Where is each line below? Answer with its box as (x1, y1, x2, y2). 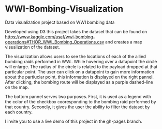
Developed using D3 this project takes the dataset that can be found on (5, 29, 147, 34)
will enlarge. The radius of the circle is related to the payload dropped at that (5, 64, 158, 70)
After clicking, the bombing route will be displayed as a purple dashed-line (5, 79, 153, 85)
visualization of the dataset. (5, 44, 60, 50)
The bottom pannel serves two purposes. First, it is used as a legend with (5, 93, 151, 100)
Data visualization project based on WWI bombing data (5, 19, 115, 25)
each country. (5, 109, 33, 115)
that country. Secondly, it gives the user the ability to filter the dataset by (5, 104, 150, 110)
